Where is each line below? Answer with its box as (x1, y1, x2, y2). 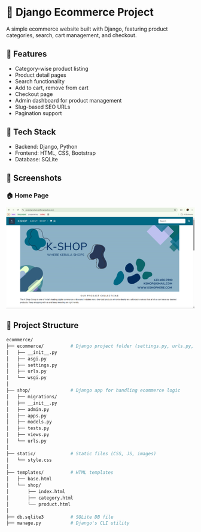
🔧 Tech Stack (6, 127, 56, 137)
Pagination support (14, 109, 62, 116)
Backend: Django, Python (14, 143, 78, 150)
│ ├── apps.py (6, 413, 47, 419)
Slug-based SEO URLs (14, 103, 71, 110)
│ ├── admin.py (6, 406, 50, 413)
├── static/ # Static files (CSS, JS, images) (6, 450, 157, 456)
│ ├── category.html (6, 495, 74, 501)
